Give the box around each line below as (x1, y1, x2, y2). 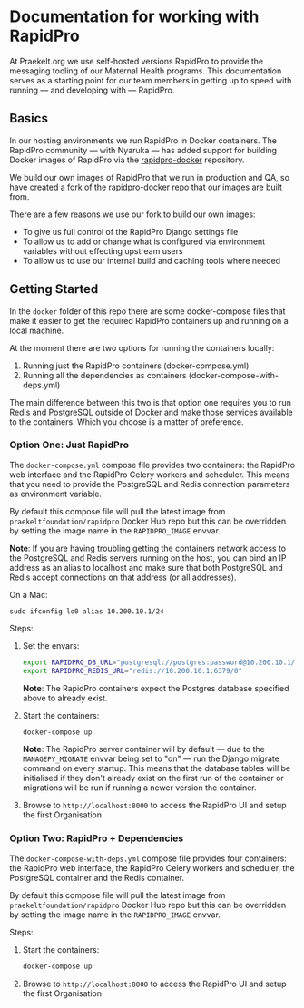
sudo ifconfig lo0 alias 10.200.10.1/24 (9, 606, 165, 616)
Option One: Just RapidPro (9, 438, 130, 451)
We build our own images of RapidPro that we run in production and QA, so (9, 171, 290, 182)
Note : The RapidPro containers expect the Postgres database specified (22, 682, 289, 693)
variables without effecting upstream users (22, 245, 183, 256)
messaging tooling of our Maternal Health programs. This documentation (9, 65, 282, 76)
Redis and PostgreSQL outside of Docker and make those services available (9, 406, 293, 417)
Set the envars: (22, 640, 80, 651)
